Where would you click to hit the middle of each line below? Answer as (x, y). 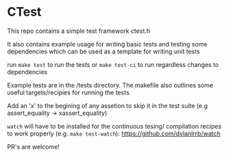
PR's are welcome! (34, 146)
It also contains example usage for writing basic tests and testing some (107, 44)
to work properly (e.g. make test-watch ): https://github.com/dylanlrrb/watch (114, 133)
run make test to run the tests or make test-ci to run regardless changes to (113, 64)
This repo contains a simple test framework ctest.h (79, 31)
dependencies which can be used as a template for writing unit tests (104, 51)
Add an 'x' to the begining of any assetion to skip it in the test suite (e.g (107, 105)
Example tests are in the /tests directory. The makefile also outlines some (110, 85)
